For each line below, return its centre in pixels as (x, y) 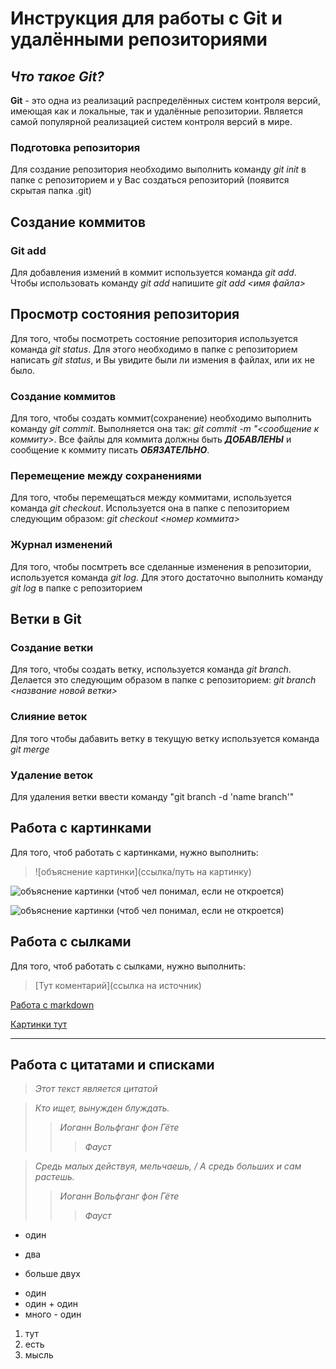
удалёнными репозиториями (139, 39)
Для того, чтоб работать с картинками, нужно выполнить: (134, 852)
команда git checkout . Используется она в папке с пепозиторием (150, 508)
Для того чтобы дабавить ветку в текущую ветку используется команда (165, 738)
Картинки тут (39, 1024)
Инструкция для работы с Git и (146, 18)
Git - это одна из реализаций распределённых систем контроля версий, (165, 100)
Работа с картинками (81, 828)
